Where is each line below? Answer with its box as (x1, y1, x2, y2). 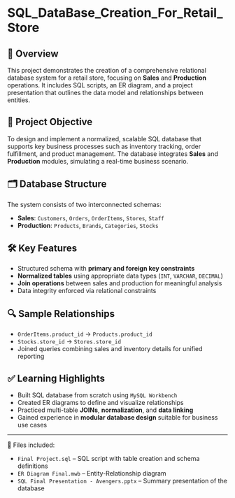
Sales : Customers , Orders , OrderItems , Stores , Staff (17, 213, 164, 222)
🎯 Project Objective (7, 116, 93, 128)
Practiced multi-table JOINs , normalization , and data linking (17, 406, 194, 414)
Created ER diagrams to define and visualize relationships (17, 399, 184, 407)
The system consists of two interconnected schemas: (7, 200, 162, 208)
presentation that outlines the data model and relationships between (7, 89, 204, 97)
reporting (17, 352, 45, 361)
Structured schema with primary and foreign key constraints (17, 264, 195, 273)
